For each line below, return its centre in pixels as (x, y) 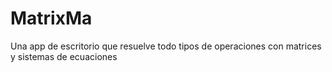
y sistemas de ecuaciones (64, 56)
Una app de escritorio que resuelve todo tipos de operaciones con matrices (166, 46)
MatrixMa (51, 18)
